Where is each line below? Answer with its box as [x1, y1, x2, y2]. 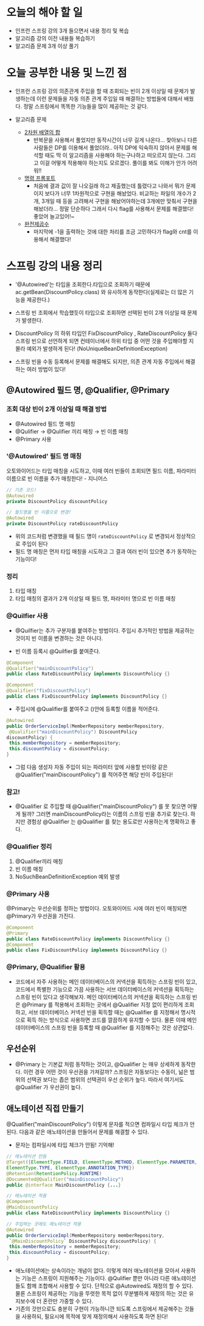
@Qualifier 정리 [6, 842, 52, 851]
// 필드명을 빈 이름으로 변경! [6, 509, 72, 515]
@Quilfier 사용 [6, 612, 49, 621]
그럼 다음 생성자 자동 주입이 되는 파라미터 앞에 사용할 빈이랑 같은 [15, 764, 168, 771]
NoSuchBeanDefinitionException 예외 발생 [15, 872, 120, 880]
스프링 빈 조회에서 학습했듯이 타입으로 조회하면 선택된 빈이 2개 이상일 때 [15, 309, 186, 316]
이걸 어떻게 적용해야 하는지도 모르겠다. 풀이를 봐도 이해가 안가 [40, 159, 186, 166]
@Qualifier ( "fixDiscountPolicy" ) [6, 688, 91, 694]
